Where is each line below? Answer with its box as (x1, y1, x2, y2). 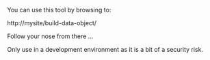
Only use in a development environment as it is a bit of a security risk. (7, 46, 204, 53)
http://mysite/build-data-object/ (7, 19, 97, 27)
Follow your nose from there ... (7, 32, 94, 40)
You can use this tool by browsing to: (7, 6, 111, 14)
